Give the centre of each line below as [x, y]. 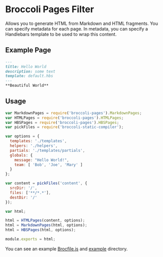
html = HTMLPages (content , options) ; [45, 220]
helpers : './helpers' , [34, 146]
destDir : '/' [24, 197]
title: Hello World [26, 67]
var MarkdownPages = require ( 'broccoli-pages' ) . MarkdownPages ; [74, 113]
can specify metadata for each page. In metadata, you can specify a [77, 28]
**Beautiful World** [27, 86]
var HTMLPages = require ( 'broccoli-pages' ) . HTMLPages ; [64, 118]
